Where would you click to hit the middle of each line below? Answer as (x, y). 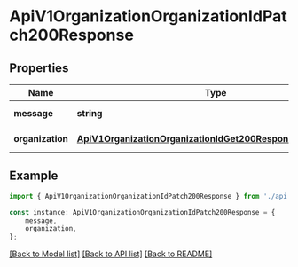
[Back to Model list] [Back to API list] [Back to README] (111, 254)
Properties (39, 68)
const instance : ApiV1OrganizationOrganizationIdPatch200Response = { (142, 212)
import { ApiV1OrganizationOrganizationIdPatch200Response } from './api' (150, 196)
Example (34, 176)
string (90, 113)
